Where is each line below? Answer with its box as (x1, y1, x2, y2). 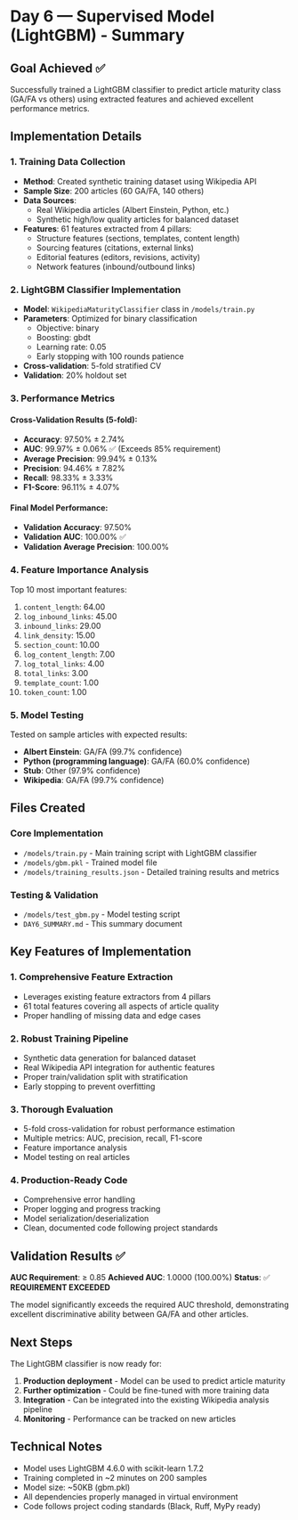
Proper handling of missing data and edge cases (22, 1009, 201, 1021)
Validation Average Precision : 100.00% (22, 542, 170, 552)
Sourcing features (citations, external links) (36, 242, 195, 253)
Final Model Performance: (10, 502, 109, 513)
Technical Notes (10, 1439, 103, 1454)
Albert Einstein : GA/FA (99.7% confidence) (22, 746, 182, 756)
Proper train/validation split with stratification (22, 1071, 189, 1082)
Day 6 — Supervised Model (10, 6, 215, 27)
